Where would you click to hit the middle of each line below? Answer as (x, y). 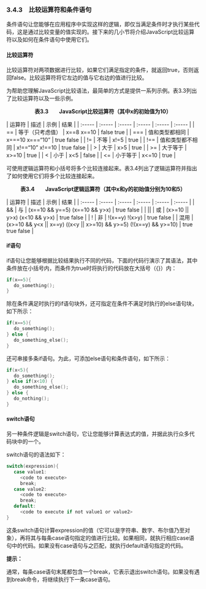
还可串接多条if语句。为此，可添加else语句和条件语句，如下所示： (88, 358)
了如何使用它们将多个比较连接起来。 (52, 176)
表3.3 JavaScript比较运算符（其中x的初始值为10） (103, 111)
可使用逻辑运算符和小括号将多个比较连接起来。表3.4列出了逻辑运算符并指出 (102, 168)
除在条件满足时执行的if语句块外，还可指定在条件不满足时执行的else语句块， (102, 304)
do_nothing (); (32, 399)
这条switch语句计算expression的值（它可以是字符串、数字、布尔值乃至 (96, 530)
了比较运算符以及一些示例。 (41, 98)
